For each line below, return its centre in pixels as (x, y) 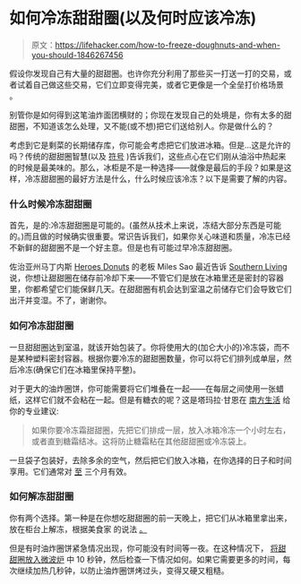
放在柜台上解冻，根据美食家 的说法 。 (78, 528)
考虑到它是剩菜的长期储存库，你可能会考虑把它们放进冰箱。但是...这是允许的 (150, 145)
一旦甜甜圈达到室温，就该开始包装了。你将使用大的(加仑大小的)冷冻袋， (142, 347)
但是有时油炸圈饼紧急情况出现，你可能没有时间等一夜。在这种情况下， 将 (144, 548)
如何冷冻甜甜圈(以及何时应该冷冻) (133, 18)
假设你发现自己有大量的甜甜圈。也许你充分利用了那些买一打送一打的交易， (146, 73)
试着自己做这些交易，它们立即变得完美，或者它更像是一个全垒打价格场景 (150, 84)
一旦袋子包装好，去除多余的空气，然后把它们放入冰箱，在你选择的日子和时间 (150, 460)
